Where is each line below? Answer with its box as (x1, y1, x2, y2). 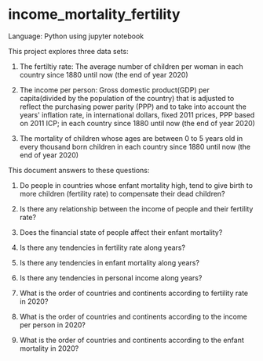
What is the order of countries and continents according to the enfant (19, 335, 245, 345)
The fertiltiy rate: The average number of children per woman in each (19, 61, 243, 71)
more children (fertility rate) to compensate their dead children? (19, 189, 225, 198)
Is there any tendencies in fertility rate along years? (19, 243, 186, 252)
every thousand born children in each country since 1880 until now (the (19, 142, 251, 151)
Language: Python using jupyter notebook (8, 31, 144, 41)
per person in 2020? (19, 319, 86, 330)
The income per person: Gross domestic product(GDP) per (19, 85, 210, 95)
